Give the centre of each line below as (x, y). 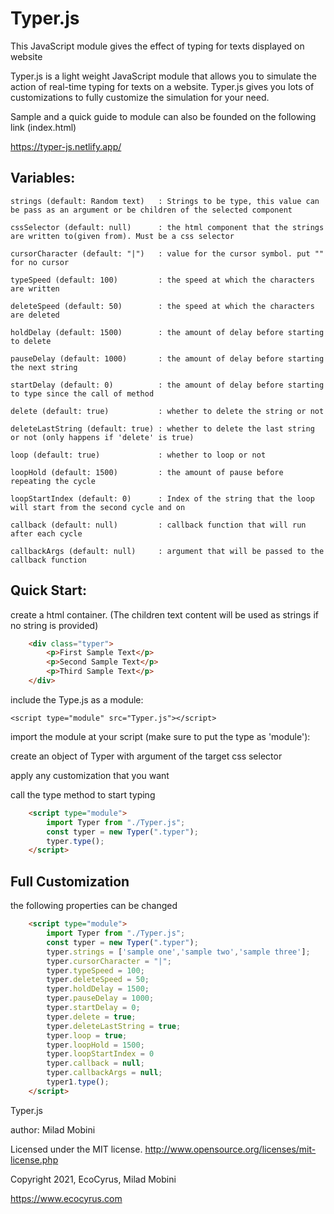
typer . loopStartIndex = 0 (100, 1054)
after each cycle (46, 533)
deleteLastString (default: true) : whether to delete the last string (162, 428)
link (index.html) (43, 127)
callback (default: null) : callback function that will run (158, 525)
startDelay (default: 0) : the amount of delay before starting (167, 385)
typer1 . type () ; (78, 1082)
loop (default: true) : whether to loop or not (138, 455)
